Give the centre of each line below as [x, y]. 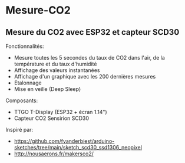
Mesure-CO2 [38, 10]
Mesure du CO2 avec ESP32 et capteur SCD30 [92, 32]
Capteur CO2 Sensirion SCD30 [52, 118]
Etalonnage [28, 83]
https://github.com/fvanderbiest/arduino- [64, 141]
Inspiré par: [19, 130]
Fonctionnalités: [25, 46]
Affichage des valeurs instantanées [57, 70]
